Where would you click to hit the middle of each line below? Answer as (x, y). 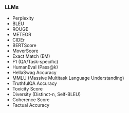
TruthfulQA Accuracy (34, 83)
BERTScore (24, 46)
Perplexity (23, 18)
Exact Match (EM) (31, 56)
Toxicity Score (27, 89)
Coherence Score (31, 100)
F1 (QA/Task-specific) (35, 62)
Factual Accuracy (31, 105)
